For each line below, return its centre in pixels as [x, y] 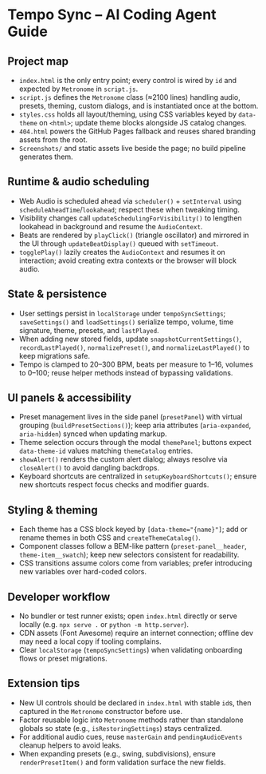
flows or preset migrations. [63, 659]
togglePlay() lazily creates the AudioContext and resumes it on [122, 252]
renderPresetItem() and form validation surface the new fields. [122, 762]
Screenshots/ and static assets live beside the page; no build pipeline [132, 148]
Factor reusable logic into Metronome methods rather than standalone [131, 720]
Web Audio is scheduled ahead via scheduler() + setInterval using [130, 200]
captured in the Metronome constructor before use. [101, 711]
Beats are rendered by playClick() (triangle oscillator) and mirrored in [134, 235]
